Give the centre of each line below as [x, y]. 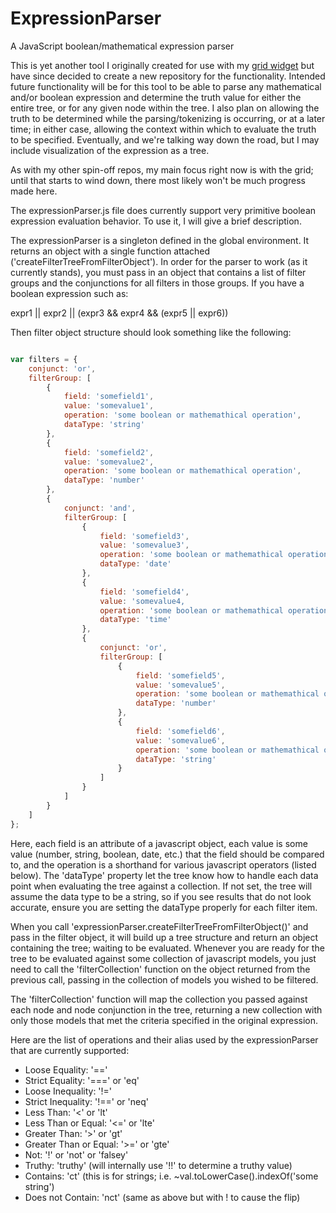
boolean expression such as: [69, 293]
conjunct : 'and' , [100, 508]
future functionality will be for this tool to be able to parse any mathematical [166, 86]
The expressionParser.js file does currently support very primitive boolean [163, 210]
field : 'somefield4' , [144, 592]
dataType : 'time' [135, 620]
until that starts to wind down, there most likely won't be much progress [158, 180]
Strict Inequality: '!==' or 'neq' [86, 1101]
